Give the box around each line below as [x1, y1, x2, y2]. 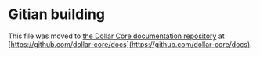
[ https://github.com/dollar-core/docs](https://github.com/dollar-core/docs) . [8, 39, 252, 48]
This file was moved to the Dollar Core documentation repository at [8, 31, 225, 41]
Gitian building [8, 5, 106, 23]
